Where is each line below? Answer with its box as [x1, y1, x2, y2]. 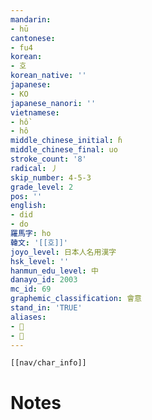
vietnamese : [10, 107, 60, 118]
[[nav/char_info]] [10, 358, 87, 368]
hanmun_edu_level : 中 [10, 266, 99, 276]
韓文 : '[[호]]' [10, 237, 69, 248]
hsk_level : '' [10, 256, 70, 266]
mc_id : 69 [10, 284, 52, 295]
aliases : [10, 312, 47, 322]
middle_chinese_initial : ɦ [10, 136, 123, 146]
